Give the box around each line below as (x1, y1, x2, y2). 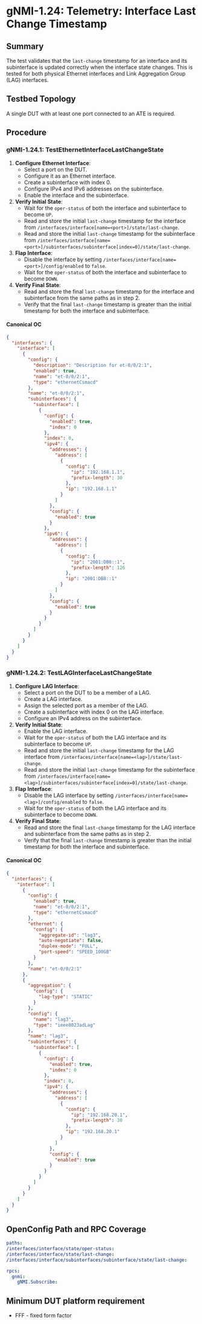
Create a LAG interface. (24, 695, 83, 702)
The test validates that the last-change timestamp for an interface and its (6, 57, 188, 64)
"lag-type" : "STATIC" (38, 994, 93, 1000)
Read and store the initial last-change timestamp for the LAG (24, 746, 174, 754)
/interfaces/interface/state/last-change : (6, 1251, 115, 1258)
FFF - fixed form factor (14, 1312, 72, 1319)
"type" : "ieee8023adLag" (33, 1022, 96, 1028)
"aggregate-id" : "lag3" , (38, 932, 101, 938)
